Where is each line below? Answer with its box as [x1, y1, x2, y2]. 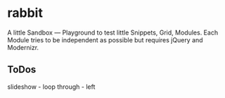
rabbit [7, 5, 44, 21]
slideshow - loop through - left [7, 82, 96, 91]
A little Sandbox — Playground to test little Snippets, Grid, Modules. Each [7, 28, 219, 37]
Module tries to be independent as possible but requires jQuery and [7, 35, 203, 44]
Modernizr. [7, 43, 39, 51]
